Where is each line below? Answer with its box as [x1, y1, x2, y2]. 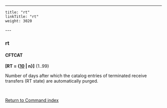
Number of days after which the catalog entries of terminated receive [5, 73, 147, 79]
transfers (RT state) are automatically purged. [5, 78, 98, 84]
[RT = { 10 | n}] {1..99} [5, 63, 50, 69]
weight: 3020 [5, 18, 32, 23]
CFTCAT [5, 52, 23, 58]
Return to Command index [5, 98, 59, 104]
